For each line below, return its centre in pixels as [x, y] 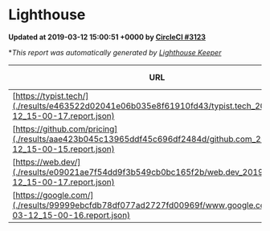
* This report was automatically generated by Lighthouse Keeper [115, 52]
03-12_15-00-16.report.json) [72, 215]
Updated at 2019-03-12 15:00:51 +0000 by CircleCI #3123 [107, 37]
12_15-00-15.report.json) [63, 148]
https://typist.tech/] [52, 95]
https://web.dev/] [48, 162]
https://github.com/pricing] [67, 128]
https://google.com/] [55, 195]
